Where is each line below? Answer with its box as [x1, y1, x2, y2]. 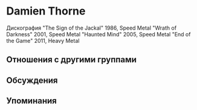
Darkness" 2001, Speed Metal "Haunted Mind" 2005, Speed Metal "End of [6, 30, 191, 37]
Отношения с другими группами [6, 54, 137, 65]
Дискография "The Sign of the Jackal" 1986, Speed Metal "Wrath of [6, 24, 177, 31]
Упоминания [6, 95, 57, 106]
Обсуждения [6, 75, 58, 85]
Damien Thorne [6, 4, 86, 18]
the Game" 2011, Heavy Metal [6, 37, 80, 44]
